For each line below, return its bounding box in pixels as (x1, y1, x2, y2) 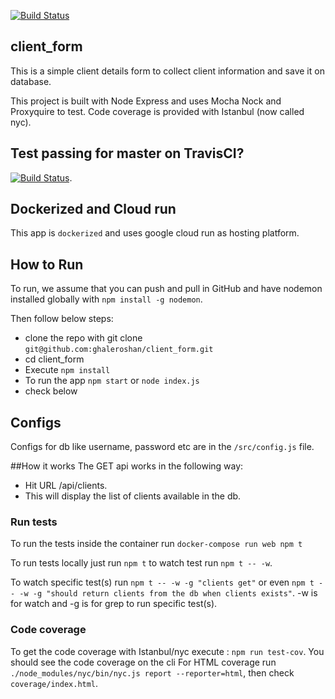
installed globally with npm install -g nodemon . (10, 293, 203, 305)
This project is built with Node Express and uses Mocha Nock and (10, 95, 282, 107)
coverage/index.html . (10, 677, 99, 689)
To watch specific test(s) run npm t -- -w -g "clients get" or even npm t (10, 576, 315, 589)
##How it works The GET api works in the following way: (10, 460, 244, 472)
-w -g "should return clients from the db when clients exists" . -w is (19, 587, 318, 599)
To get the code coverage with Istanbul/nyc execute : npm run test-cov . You (10, 645, 325, 657)
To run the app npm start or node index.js (24, 375, 200, 387)
